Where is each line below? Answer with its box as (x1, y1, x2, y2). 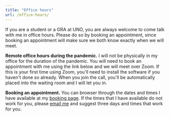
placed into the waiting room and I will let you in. (5, 80, 108, 86)
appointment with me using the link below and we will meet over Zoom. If (5, 63, 160, 69)
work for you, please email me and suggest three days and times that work (5, 100, 163, 106)
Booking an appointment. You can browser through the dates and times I (5, 89, 160, 96)
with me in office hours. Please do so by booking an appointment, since (5, 32, 157, 38)
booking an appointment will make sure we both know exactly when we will (5, 37, 164, 43)
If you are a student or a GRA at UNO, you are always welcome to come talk (5, 26, 165, 32)
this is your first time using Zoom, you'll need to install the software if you (5, 68, 160, 75)
